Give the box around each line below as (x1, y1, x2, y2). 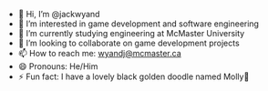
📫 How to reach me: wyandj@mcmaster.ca (17, 48, 182, 58)
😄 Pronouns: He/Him (17, 61, 98, 72)
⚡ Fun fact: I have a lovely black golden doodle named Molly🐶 (17, 71, 250, 82)
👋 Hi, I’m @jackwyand (17, 9, 100, 19)
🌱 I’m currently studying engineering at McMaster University (17, 28, 245, 38)
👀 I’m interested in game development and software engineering (17, 18, 260, 29)
